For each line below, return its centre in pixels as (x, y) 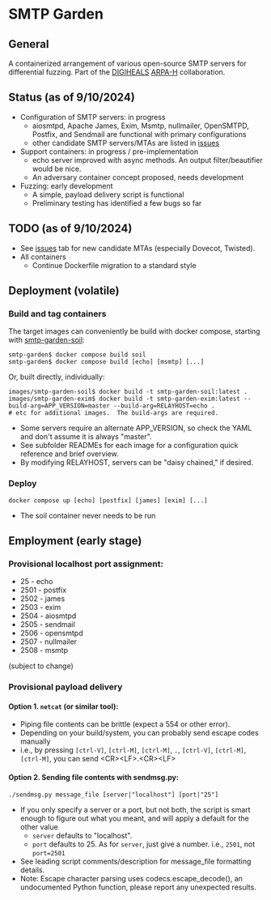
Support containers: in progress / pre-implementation (109, 151)
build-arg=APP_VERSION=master (59, 406)
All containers (43, 257)
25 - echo (36, 582)
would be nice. (57, 168)
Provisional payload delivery (66, 687)
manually (35, 741)
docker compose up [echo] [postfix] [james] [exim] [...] (108, 500)
